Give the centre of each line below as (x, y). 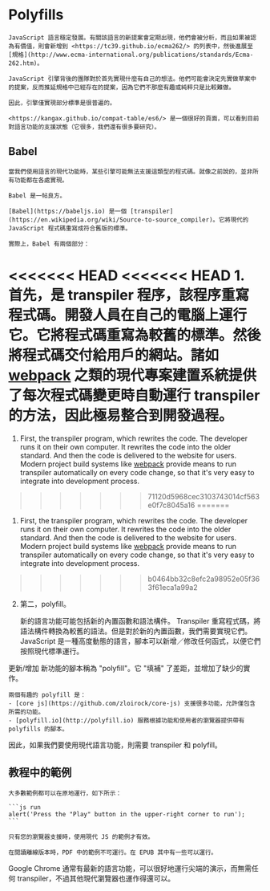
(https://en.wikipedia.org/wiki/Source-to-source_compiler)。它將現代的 (129, 220)
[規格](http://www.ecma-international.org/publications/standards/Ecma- (131, 55)
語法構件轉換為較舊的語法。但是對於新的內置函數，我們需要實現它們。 (136, 631)
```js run (25, 807)
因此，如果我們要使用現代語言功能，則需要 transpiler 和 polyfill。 (115, 745)
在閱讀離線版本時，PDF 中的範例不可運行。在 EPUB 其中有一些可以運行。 (113, 852)
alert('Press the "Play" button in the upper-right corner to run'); (127, 814)
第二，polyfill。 (45, 604)
